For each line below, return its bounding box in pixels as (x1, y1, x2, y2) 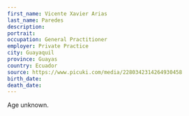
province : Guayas (7, 56, 58, 63)
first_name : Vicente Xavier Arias (7, 10, 108, 17)
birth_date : (7, 75, 42, 82)
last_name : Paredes (7, 17, 64, 24)
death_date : (7, 82, 42, 89)
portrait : (7, 29, 36, 37)
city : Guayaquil (7, 50, 54, 57)
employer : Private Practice (7, 43, 89, 50)
